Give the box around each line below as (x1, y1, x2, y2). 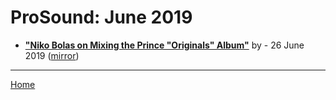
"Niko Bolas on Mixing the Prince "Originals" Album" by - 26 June (24, 39, 305, 51)
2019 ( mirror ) (24, 49, 80, 61)
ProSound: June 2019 (10, 6, 193, 29)
